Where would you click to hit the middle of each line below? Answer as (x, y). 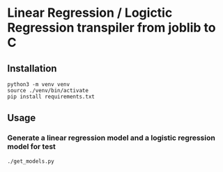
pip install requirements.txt (51, 96)
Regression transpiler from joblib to (111, 28)
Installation (32, 68)
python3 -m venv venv (39, 85)
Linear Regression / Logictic (90, 13)
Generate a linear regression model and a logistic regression (111, 138)
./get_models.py (31, 161)
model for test (31, 147)
